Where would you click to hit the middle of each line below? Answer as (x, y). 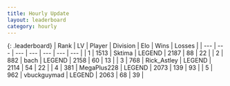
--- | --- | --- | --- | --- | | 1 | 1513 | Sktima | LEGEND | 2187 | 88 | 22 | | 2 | (119, 53)
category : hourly (32, 26)
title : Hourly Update (38, 13)
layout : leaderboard (37, 20)
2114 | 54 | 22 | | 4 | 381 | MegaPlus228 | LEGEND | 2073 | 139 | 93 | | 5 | (110, 68)
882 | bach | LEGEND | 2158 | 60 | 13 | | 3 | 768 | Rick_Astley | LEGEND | (109, 61)
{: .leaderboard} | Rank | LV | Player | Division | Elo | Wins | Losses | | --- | (112, 46)
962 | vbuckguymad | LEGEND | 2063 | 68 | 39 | (75, 75)
